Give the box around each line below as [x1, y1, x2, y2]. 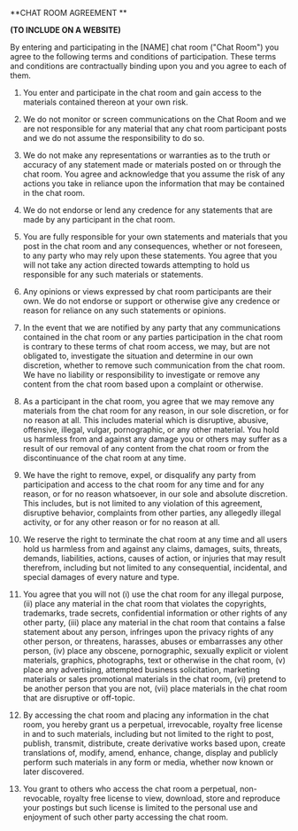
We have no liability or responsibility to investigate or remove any [22, 370, 260, 380]
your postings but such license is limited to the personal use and [22, 803, 258, 812]
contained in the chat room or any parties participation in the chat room [22, 332, 284, 342]
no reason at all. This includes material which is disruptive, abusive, [22, 415, 269, 425]
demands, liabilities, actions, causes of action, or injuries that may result [22, 553, 286, 563]
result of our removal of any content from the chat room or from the [22, 443, 269, 453]
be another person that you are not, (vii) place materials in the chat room [22, 683, 288, 694]
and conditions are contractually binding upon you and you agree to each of [10, 61, 287, 71]
